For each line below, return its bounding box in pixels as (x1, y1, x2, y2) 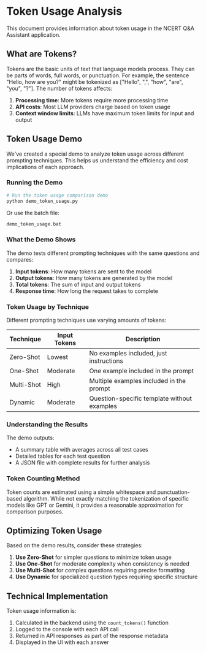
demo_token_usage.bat (6, 221, 62, 227)
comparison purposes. (6, 507, 64, 515)
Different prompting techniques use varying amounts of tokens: (6, 317, 167, 324)
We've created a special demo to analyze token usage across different (6, 150, 185, 157)
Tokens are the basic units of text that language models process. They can (6, 65, 195, 72)
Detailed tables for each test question (15, 452, 110, 460)
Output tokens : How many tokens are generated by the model (15, 274, 173, 281)
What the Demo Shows (6, 235, 76, 244)
